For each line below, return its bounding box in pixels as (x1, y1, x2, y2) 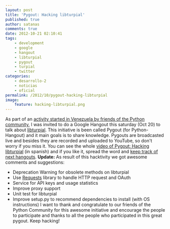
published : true (5, 17, 40, 22)
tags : (5, 36, 17, 41)
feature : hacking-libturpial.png (14, 102, 85, 107)
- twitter (14, 69, 36, 74)
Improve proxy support (12, 185, 61, 191)
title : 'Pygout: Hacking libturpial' (5, 12, 85, 17)
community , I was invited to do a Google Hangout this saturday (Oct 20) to (5, 122, 161, 128)
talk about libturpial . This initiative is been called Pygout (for (5, 127, 130, 133)
